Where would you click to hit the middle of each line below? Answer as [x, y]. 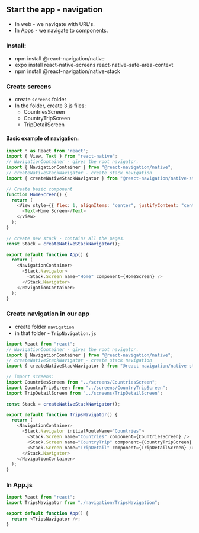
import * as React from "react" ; [47, 151]
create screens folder [41, 100]
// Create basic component [39, 189]
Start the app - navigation [54, 10]
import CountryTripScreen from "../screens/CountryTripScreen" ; [87, 388]
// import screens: [30, 377]
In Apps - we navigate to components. [61, 30]
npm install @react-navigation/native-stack [67, 71]
